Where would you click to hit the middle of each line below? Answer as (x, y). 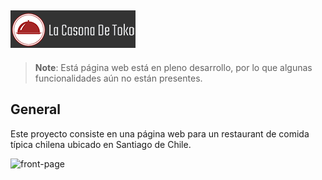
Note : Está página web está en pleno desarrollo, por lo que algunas (173, 67)
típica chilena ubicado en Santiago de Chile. (101, 144)
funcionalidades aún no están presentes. (118, 78)
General (36, 109)
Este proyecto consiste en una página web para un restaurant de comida (160, 133)
